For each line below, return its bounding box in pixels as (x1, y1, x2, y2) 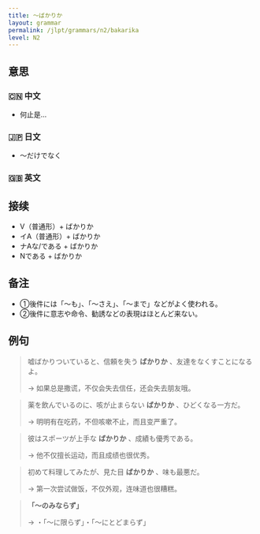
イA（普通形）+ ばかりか (19, 231, 101, 241)
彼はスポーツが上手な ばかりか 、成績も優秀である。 (27, 433, 198, 443)
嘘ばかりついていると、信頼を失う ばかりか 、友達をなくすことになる (27, 357, 253, 366)
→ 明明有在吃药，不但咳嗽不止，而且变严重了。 (27, 416, 182, 426)
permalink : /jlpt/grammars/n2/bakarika (8, 26, 139, 34)
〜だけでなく (19, 151, 61, 160)
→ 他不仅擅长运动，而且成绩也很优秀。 (27, 450, 154, 460)
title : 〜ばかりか (8, 11, 63, 20)
